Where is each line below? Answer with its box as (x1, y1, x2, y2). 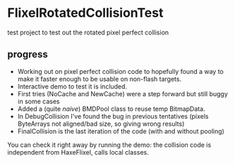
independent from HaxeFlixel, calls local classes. (7, 148, 150, 156)
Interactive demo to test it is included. (17, 82, 128, 91)
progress (7, 48, 48, 60)
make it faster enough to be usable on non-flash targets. (17, 74, 182, 83)
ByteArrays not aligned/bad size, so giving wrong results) (17, 119, 185, 128)
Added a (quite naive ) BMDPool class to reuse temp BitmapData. (17, 104, 206, 113)
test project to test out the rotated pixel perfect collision (7, 28, 169, 37)
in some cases (17, 97, 60, 105)
